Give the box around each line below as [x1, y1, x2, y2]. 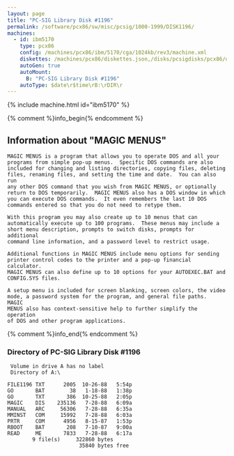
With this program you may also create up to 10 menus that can [7, 214, 198, 221]
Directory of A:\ [10, 369, 61, 377]
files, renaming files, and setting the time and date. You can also [7, 172, 217, 178]
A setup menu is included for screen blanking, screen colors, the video [7, 287, 226, 294]
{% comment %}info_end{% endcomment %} [7, 330, 138, 338]
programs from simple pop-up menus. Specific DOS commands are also [7, 159, 214, 166]
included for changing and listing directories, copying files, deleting [7, 165, 226, 172]
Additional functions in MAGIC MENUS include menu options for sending [7, 250, 219, 258]
